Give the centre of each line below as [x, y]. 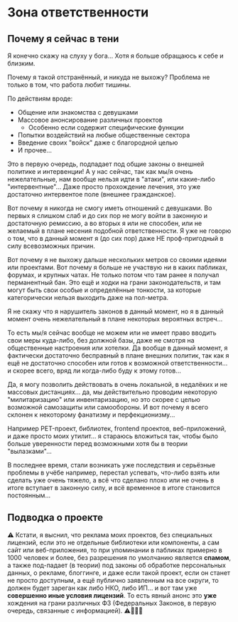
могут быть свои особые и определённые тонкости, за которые [104, 290]
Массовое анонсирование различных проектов [90, 120]
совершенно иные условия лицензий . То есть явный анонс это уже [112, 595]
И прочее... [34, 150]
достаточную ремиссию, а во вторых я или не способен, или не [105, 223]
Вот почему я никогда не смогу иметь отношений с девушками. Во [110, 208]
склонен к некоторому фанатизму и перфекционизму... [91, 415]
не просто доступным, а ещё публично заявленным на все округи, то [113, 580]
